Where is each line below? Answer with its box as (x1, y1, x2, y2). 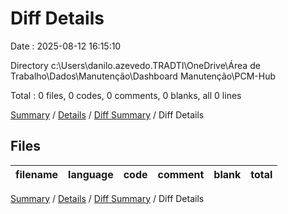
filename (15, 167, 59, 181)
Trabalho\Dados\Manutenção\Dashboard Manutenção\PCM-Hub (10, 70, 277, 82)
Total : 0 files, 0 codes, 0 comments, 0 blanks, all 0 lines (10, 89, 242, 101)
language (68, 167, 114, 181)
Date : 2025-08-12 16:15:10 (10, 40, 122, 52)
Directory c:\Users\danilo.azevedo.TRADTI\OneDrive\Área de (10, 59, 261, 71)
